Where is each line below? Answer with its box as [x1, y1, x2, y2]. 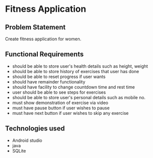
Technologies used [5, 124, 65, 133]
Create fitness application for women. [5, 36, 82, 42]
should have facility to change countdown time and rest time [12, 84, 135, 90]
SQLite [12, 148, 26, 154]
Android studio [12, 137, 43, 143]
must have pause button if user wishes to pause [12, 105, 110, 111]
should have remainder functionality [12, 79, 86, 84]
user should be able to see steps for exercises [12, 89, 106, 95]
